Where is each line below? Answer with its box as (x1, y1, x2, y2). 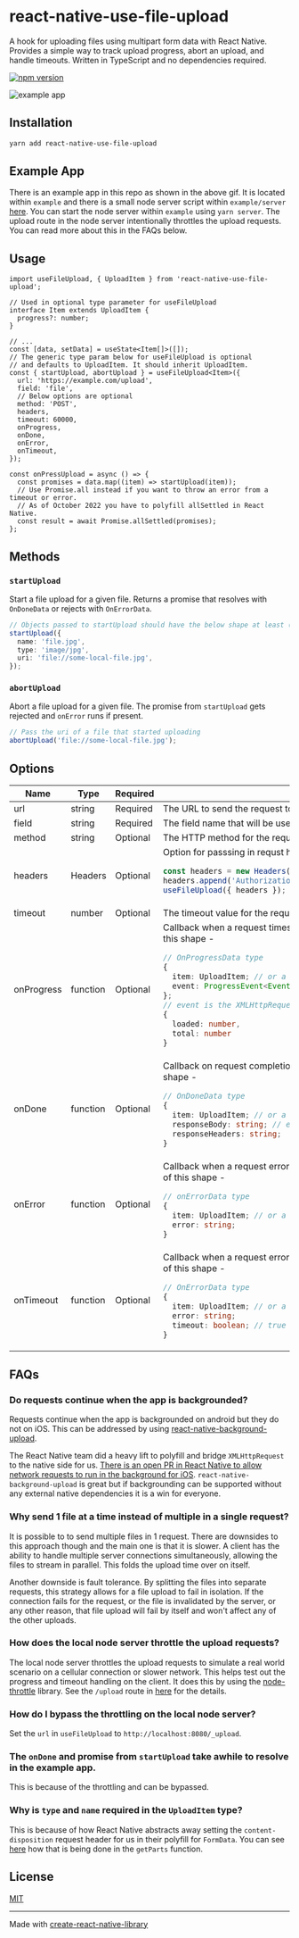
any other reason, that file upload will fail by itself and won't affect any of (9, 1605, 277, 1616)
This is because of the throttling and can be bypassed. (9, 1782, 209, 1792)
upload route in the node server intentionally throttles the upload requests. (9, 216, 282, 227)
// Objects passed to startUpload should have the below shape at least (9, 620, 285, 629)
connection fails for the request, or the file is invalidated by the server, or (9, 1595, 276, 1606)
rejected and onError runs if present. (9, 711, 144, 721)
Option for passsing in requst (163, 846, 285, 859)
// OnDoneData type (163, 1091, 246, 1101)
